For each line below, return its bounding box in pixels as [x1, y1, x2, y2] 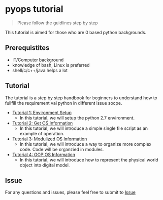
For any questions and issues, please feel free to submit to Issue [5, 189, 136, 196]
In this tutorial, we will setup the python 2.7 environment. [19, 115, 135, 120]
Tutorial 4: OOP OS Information [12, 152, 75, 158]
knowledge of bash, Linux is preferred [12, 62, 90, 68]
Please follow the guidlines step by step [17, 20, 98, 26]
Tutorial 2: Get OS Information [12, 120, 73, 126]
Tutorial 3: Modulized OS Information [12, 136, 87, 142]
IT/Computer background [12, 57, 64, 63]
